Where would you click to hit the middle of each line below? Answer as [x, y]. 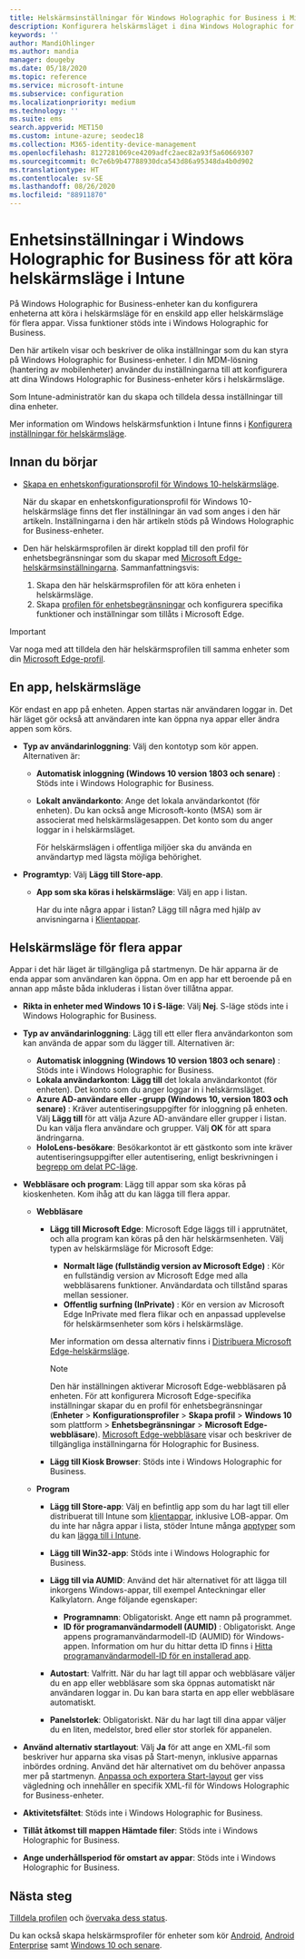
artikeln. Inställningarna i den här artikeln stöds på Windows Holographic [158, 521]
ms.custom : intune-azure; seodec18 [77, 136]
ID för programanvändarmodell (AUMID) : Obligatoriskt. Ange [179, 1627]
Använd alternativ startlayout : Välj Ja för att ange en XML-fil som [146, 1747]
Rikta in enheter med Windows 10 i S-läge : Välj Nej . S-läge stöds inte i [155, 1006]
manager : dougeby [42, 60]
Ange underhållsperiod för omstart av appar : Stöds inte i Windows [149, 1858]
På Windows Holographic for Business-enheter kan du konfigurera [134, 303]
